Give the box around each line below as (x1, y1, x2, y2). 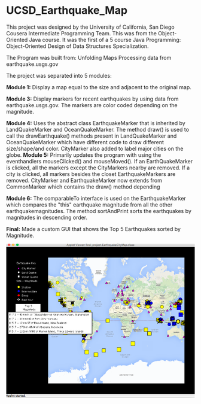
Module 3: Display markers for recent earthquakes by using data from (6, 95, 179, 102)
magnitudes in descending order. (6, 214, 88, 221)
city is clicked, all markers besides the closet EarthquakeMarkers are (6, 170, 176, 177)
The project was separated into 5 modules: (6, 72, 112, 79)
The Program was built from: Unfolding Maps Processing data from (6, 54, 172, 61)
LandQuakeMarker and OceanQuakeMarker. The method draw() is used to (6, 126, 190, 133)
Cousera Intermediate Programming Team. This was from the (6, 29, 157, 37)
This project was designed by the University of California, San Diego (6, 23, 175, 31)
